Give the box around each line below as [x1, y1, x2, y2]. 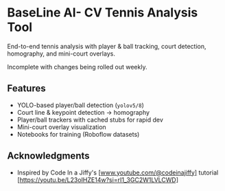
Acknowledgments [7, 150, 91, 162]
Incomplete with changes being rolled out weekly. [7, 63, 147, 71]
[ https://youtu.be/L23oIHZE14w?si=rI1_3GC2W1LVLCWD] [16, 175, 179, 183]
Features [7, 82, 46, 94]
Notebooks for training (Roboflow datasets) [16, 130, 140, 138]
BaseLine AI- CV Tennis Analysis [7, 5, 198, 21]
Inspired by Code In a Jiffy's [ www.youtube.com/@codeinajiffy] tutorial [16, 168, 219, 177]
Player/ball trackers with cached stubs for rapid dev [16, 115, 163, 124]
